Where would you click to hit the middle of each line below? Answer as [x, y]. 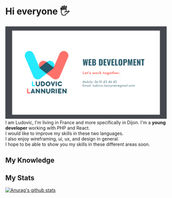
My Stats [20, 178]
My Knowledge [30, 160]
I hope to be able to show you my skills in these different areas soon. [78, 144]
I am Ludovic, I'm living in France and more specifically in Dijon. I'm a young [86, 122]
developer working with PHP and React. [48, 128]
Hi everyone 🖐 [38, 12]
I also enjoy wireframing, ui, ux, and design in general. [62, 138]
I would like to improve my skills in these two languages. [64, 133]
